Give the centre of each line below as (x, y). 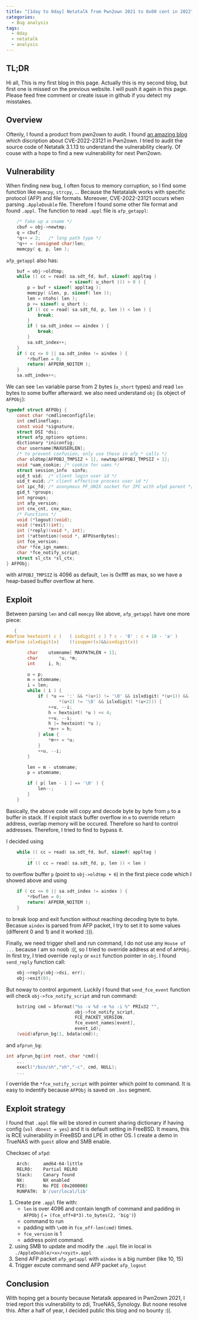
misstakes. (19, 101)
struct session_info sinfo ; (52, 470)
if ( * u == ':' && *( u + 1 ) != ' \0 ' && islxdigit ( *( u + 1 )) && (113, 696)
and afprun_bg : (24, 1045)
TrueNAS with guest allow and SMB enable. (59, 1142)
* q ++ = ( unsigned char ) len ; (51, 243)
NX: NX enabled (43, 1180)
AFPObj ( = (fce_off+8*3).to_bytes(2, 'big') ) (80, 1215)
